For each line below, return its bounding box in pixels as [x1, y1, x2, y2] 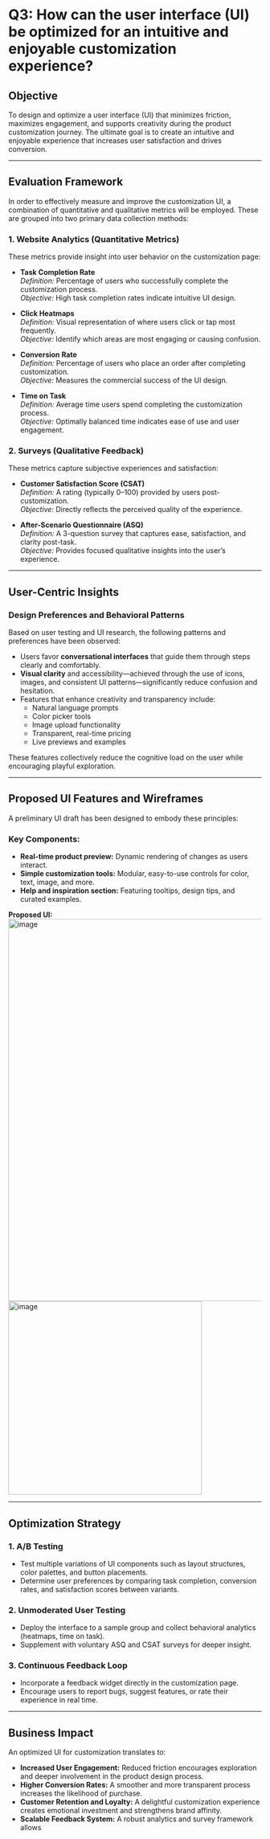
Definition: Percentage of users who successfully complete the [19, 276, 229, 286]
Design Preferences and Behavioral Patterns [8, 609, 185, 621]
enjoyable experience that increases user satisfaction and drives [8, 136, 223, 145]
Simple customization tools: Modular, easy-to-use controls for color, [19, 869, 250, 879]
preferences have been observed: [8, 637, 121, 646]
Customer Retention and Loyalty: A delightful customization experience [19, 1797, 260, 1807]
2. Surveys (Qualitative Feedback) [8, 445, 145, 457]
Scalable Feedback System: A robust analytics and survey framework [19, 1814, 253, 1824]
